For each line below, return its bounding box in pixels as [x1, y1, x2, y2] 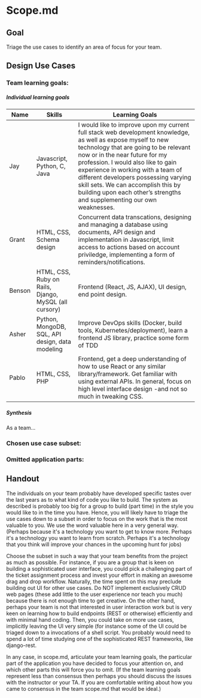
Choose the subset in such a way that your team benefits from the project [6, 552, 188, 559]
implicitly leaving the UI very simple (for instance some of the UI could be [6, 622, 187, 630]
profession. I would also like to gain [78, 158, 177, 167]
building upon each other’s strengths [78, 188, 181, 197]
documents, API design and [78, 228, 156, 236]
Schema [36, 235, 60, 244]
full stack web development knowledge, [78, 128, 190, 137]
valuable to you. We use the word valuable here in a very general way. [6, 522, 179, 529]
